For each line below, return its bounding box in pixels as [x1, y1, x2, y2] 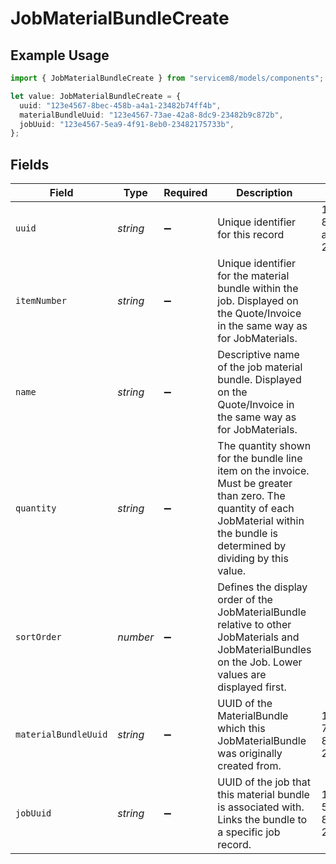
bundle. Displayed [217, 373, 302, 387]
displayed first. [217, 680, 287, 694]
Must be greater [217, 477, 293, 491]
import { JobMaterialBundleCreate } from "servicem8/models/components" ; [10, 73, 325, 83]
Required [163, 186, 208, 200]
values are [217, 668, 267, 682]
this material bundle [217, 788, 310, 802]
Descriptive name [217, 348, 300, 362]
